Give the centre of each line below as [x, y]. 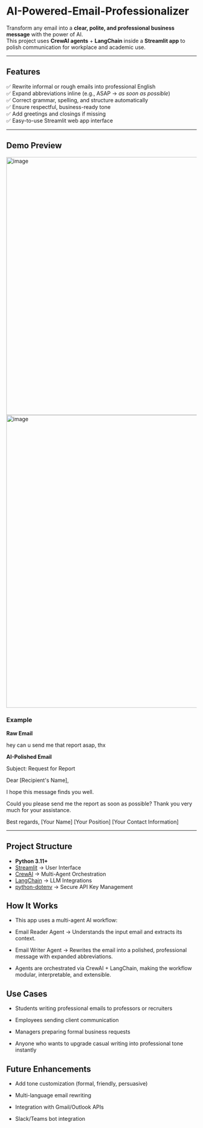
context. [25, 939]
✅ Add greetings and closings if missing [56, 114]
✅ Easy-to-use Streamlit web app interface [60, 120]
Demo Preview [34, 146]
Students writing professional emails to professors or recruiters [94, 1008]
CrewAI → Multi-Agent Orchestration [60, 874]
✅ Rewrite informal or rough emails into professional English [81, 87]
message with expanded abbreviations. [64, 957]
